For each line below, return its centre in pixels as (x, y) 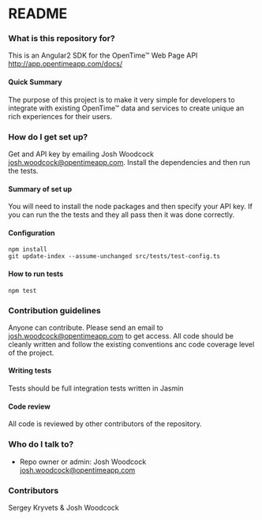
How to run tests (36, 274)
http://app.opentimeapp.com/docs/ (65, 64)
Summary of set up (40, 189)
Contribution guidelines (54, 310)
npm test (22, 290)
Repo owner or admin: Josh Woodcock (83, 462)
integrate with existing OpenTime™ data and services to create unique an (126, 108)
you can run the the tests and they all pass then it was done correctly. (122, 215)
